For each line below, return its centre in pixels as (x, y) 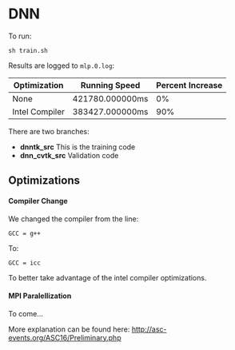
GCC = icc (25, 263)
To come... (26, 313)
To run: (20, 36)
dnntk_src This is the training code (78, 147)
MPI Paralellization (40, 296)
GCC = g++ (25, 233)
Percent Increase (189, 85)
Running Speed (110, 85)
